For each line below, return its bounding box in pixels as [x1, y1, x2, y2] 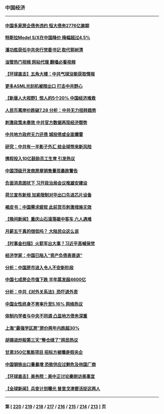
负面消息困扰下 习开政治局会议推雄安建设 [5, 180, 88, 186]
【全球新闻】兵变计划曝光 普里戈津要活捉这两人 [5, 385, 101, 392]
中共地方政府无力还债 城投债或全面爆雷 [5, 131, 83, 137]
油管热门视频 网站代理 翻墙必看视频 [5, 59, 76, 65]
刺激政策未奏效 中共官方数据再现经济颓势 [5, 119, 88, 125]
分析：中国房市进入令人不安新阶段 [5, 264, 74, 270]
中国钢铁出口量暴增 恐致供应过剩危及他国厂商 [5, 361, 96, 367]
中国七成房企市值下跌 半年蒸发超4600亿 [5, 277, 86, 283]
